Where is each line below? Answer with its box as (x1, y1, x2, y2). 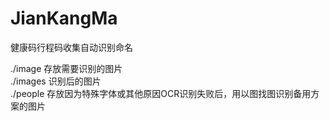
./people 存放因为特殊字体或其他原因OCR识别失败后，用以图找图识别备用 (10, 87, 312, 99)
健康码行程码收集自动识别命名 (10, 41, 133, 53)
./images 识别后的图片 (10, 75, 102, 87)
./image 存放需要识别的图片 (10, 62, 123, 74)
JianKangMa (10, 7, 118, 30)
